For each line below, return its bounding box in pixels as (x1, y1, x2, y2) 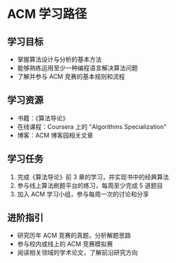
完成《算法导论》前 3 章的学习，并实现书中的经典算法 (16, 172, 170, 181)
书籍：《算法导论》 (16, 114, 69, 122)
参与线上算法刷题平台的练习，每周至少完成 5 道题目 (16, 181, 163, 190)
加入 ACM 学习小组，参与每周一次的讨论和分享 (16, 190, 149, 198)
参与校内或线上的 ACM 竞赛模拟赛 (16, 240, 113, 248)
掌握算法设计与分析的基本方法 (16, 56, 102, 63)
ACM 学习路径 (7, 6, 87, 22)
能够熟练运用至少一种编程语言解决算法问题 (16, 64, 138, 72)
